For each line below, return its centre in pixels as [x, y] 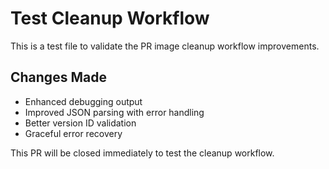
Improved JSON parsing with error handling [114, 112]
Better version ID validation [80, 123]
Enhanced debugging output [83, 101]
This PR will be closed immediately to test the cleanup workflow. [142, 153]
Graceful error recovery [73, 133]
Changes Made [58, 77]
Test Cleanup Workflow [110, 18]
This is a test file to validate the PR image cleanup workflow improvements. [165, 46]
